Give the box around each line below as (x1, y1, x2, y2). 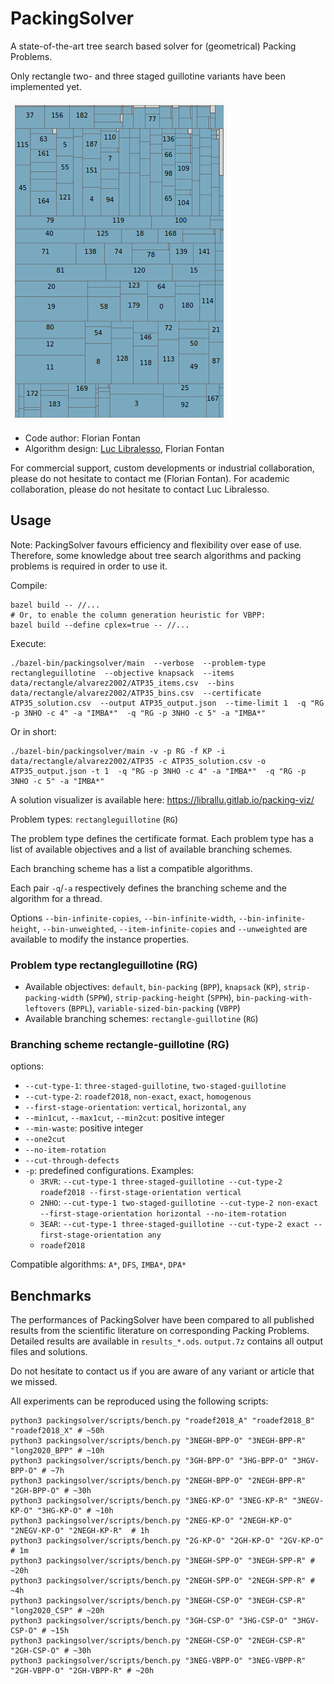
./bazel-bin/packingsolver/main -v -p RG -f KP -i (10, 746, 226, 756)
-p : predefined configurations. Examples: (24, 1165, 195, 1177)
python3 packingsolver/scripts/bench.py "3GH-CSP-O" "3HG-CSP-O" (10, 1616, 288, 1626)
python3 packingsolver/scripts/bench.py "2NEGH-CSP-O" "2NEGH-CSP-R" (10, 1636, 307, 1646)
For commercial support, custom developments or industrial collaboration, (10, 462, 315, 474)
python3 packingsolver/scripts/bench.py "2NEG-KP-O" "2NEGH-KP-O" (10, 1516, 293, 1526)
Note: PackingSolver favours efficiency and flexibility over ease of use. (10, 538, 302, 551)
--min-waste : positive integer (24, 1122, 144, 1134)
